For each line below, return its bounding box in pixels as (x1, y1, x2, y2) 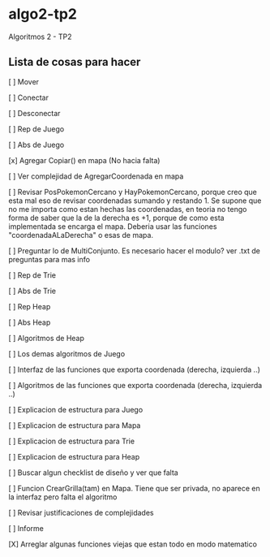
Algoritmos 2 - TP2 (8, 32, 72, 41)
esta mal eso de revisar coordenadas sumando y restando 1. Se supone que (8, 196, 262, 205)
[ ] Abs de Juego (8, 140, 65, 149)
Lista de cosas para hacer (8, 55, 141, 69)
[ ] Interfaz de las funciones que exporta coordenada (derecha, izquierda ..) (8, 365, 261, 374)
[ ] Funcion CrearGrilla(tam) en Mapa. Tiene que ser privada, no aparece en (8, 483, 261, 493)
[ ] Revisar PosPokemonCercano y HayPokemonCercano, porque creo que (8, 187, 257, 196)
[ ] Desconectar (8, 108, 61, 118)
